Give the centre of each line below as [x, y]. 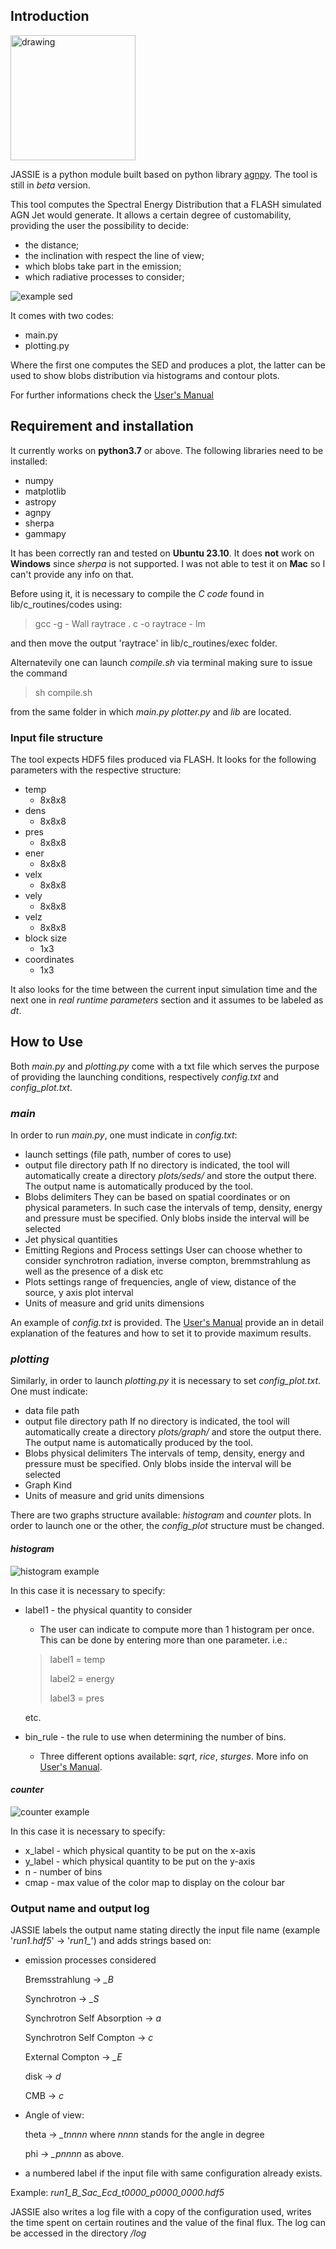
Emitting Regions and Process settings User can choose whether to [163, 1250]
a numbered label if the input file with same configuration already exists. [173, 2173]
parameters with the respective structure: [96, 770]
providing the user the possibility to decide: [99, 225]
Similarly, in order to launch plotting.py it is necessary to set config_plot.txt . [166, 1381]
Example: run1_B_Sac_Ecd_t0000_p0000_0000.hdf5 [117, 2193]
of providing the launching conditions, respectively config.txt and [145, 1076]
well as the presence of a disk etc [94, 1271]
